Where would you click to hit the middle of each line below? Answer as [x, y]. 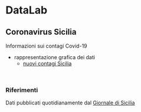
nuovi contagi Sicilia [47, 63]
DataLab [27, 10]
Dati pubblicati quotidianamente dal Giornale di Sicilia [70, 103]
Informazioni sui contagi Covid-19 [47, 46]
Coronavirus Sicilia [41, 32]
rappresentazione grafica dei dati [55, 57]
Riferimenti [22, 90]
